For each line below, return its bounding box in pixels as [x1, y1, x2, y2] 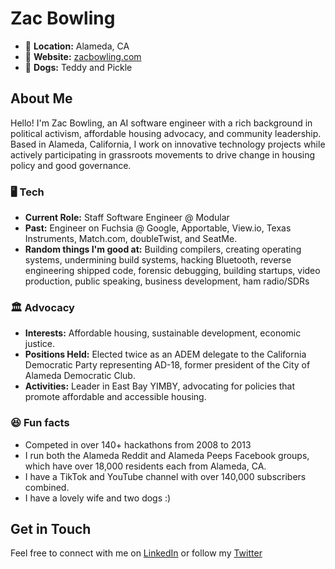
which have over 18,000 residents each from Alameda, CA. [24, 460, 267, 472]
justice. [24, 338, 56, 350]
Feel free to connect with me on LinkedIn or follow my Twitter [10, 547, 263, 559]
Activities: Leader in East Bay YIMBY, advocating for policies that [24, 380, 296, 392]
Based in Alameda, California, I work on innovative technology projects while [10, 138, 326, 150]
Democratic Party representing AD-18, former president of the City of [24, 359, 311, 371]
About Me [10, 90, 73, 107]
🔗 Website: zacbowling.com [24, 50, 142, 62]
